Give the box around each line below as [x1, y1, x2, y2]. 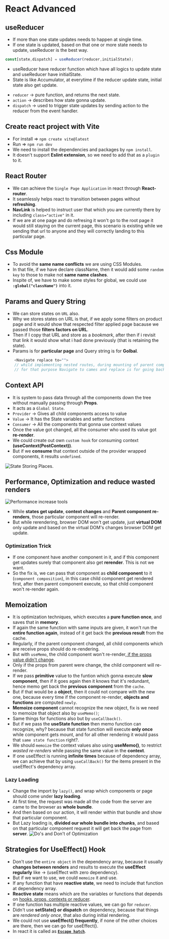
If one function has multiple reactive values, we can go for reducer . [12, 901, 152, 907]
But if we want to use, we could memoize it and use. [12, 875, 118, 881]
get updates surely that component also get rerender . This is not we [12, 559, 154, 565]
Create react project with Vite [5, 122, 100, 131]
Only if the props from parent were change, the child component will [12, 662, 154, 668]
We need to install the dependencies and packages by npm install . [12, 147, 152, 153]
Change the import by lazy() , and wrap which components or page [12, 787, 152, 793]
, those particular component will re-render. [29, 514, 120, 520]
